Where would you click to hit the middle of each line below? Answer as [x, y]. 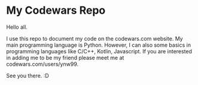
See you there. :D [28, 75]
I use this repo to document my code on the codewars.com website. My [95, 38]
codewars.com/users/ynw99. [42, 64]
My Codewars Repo [56, 10]
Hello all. [17, 27]
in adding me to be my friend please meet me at [65, 57]
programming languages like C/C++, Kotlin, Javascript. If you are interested [99, 51]
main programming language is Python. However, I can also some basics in [99, 45]
